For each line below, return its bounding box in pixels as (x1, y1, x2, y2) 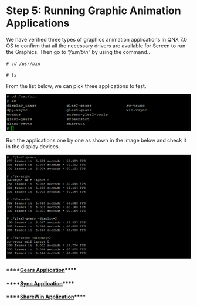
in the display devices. (6, 143, 60, 150)
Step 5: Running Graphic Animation (6, 4, 181, 18)
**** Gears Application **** (6, 266, 77, 273)
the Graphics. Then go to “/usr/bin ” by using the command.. (6, 48, 151, 55)
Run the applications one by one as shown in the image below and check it (6, 137, 186, 144)
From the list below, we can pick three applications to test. (6, 82, 147, 89)
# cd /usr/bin (6, 60, 41, 67)
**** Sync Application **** (6, 280, 74, 287)
